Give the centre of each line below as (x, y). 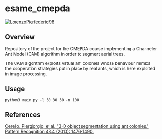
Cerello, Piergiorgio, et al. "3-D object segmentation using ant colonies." (77, 126)
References (23, 115)
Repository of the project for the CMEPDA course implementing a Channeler (81, 48)
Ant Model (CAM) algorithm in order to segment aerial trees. (65, 54)
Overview (20, 37)
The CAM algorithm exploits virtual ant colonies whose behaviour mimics (78, 63)
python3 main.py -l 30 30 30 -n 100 (42, 100)
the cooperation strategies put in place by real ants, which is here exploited (80, 68)
